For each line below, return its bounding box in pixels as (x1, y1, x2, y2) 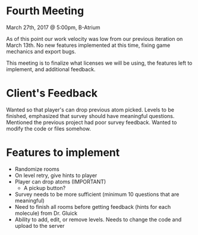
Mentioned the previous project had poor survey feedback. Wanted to (6, 119, 177, 126)
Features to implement (6, 146, 120, 160)
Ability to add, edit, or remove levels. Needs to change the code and (14, 215, 182, 223)
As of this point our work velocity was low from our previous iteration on (6, 35, 183, 42)
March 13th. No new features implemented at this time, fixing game (6, 42, 171, 49)
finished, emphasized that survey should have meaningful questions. (6, 112, 175, 119)
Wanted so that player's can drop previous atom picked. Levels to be (6, 106, 174, 113)
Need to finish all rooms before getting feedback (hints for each (14, 203, 171, 210)
